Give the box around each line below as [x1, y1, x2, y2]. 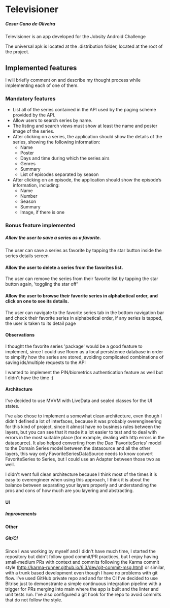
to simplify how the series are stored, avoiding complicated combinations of [5, 354, 164, 360]
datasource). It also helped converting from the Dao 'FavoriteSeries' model [5, 440, 161, 446]
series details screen [5, 253, 49, 259]
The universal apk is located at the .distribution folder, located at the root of [5, 43, 163, 49]
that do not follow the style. [5, 596, 62, 603]
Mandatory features [5, 95, 56, 102]
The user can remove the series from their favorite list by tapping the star [5, 276, 158, 282]
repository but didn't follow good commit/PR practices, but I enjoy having [5, 553, 158, 560]
